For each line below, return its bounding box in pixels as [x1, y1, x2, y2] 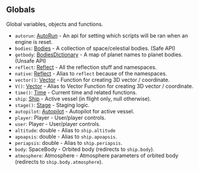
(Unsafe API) [14, 57, 46, 64]
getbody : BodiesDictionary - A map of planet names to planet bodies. [14, 50, 183, 58]
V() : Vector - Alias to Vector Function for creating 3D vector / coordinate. [14, 83, 194, 90]
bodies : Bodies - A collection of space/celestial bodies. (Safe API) [14, 45, 176, 52]
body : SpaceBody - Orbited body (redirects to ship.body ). [14, 145, 154, 153]
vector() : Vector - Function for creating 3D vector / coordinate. [14, 76, 170, 83]
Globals [6, 5, 36, 15]
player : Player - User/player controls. [14, 114, 106, 121]
